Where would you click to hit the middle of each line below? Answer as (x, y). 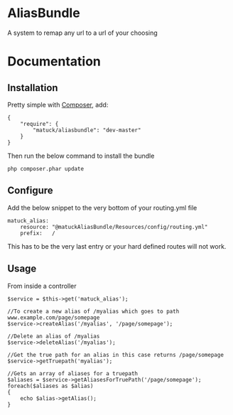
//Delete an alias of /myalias (54, 336)
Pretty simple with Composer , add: (58, 104)
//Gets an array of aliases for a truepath (73, 373)
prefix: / (38, 233)
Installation (33, 88)
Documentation (54, 61)
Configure (30, 191)
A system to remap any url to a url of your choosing (82, 33)
